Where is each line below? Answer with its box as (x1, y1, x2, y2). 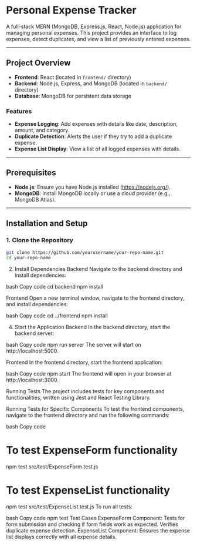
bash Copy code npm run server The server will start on (6, 341, 142, 349)
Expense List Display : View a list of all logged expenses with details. (14, 145, 181, 153)
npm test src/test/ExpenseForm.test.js (6, 463, 98, 470)
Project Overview (6, 58, 71, 68)
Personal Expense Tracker (6, 4, 137, 17)
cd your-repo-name (6, 255, 51, 261)
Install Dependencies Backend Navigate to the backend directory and (14, 266, 182, 273)
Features (6, 107, 32, 115)
